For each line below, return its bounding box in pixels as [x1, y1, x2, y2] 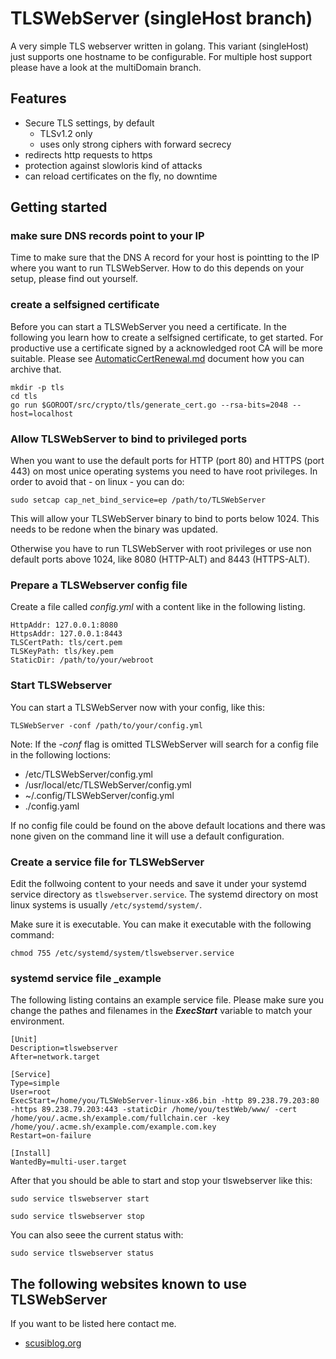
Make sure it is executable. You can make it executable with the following [10, 918, 312, 930]
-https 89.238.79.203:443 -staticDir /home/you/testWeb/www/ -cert [10, 1105, 298, 1115]
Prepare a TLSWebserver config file [10, 578, 188, 592]
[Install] [10, 1148, 52, 1159]
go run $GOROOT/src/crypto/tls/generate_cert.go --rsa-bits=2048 [10, 400, 288, 410]
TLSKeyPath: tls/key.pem [10, 647, 114, 657]
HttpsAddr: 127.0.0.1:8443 [10, 629, 123, 639]
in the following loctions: [10, 748, 112, 761]
